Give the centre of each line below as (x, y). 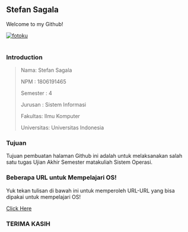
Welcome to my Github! (35, 24)
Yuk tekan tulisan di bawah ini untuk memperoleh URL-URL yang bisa (90, 190)
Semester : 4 (36, 93)
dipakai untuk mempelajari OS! (44, 197)
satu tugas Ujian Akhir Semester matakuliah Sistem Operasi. (79, 162)
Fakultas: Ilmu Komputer (50, 116)
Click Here (19, 208)
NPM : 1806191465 (43, 82)
